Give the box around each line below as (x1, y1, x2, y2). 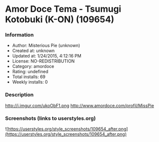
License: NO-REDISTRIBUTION (12, 58, 75, 64)
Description (5, 91, 34, 98)
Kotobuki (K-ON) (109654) (5, 14, 114, 25)
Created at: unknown (12, 48, 55, 54)
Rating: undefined (12, 69, 49, 75)
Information (5, 31, 34, 38)
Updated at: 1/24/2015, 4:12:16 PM (12, 53, 82, 59)
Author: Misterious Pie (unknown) (12, 43, 80, 49)
